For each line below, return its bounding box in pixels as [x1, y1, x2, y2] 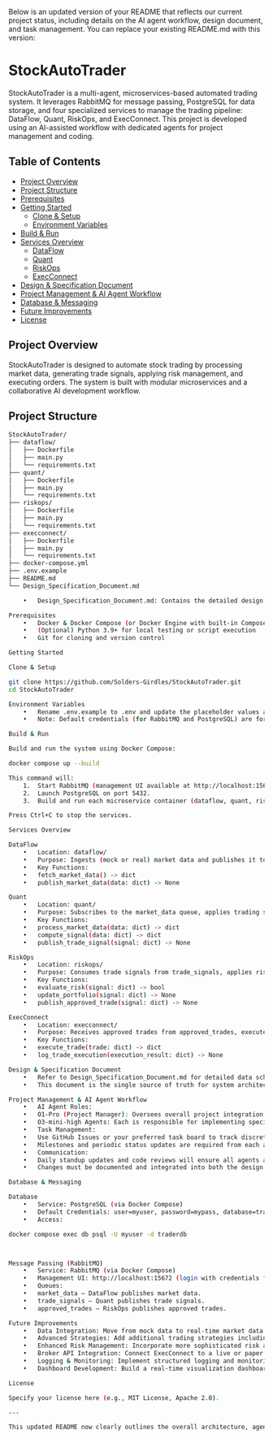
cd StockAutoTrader [8, 685, 75, 693]
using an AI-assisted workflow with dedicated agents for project [8, 122, 223, 133]
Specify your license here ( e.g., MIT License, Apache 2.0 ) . [8, 1393, 220, 1402]
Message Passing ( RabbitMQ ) [8, 1259, 104, 1267]
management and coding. [8, 131, 95, 141]
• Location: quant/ [23, 901, 96, 909]
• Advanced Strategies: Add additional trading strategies [23, 1334, 234, 1342]
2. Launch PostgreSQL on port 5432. [23, 789, 151, 798]
